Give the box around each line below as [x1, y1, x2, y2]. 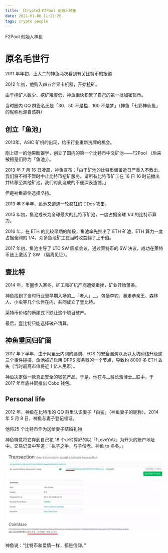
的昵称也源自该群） [5, 109, 45, 115]
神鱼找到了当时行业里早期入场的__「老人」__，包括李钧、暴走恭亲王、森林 [5, 293, 158, 299]
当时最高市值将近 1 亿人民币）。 [14, 363, 78, 369]
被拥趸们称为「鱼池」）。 [5, 156, 54, 163]
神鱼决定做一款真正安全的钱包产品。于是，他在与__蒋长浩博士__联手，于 [5, 374, 154, 380]
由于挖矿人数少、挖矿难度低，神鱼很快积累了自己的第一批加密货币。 [5, 92, 146, 98]
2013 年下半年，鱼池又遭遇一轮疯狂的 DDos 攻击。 [5, 201, 109, 207]
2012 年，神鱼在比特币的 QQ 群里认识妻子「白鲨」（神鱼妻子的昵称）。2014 [5, 409, 159, 415]
